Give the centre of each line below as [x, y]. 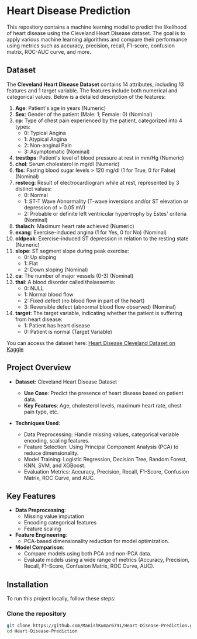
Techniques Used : [38, 423]
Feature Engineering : [41, 535]
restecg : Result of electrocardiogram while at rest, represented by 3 [97, 182]
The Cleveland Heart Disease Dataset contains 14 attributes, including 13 [95, 84]
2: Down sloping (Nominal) [56, 270]
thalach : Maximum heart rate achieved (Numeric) [75, 226]
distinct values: [33, 189]
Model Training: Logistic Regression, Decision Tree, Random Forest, [106, 459]
